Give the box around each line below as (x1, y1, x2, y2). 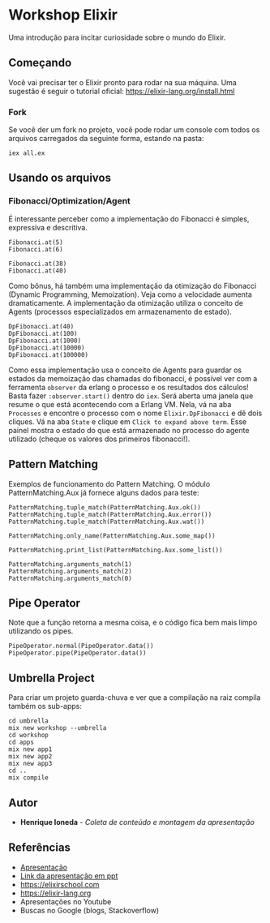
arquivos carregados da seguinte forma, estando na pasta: (8, 134, 204, 144)
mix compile (8, 774, 49, 782)
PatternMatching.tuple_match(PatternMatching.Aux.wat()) (8, 517, 205, 526)
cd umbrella (8, 717, 49, 725)
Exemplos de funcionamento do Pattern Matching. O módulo (8, 479, 211, 488)
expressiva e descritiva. (8, 222, 88, 232)
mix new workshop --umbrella (8, 724, 107, 732)
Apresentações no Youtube (19, 896, 112, 906)
